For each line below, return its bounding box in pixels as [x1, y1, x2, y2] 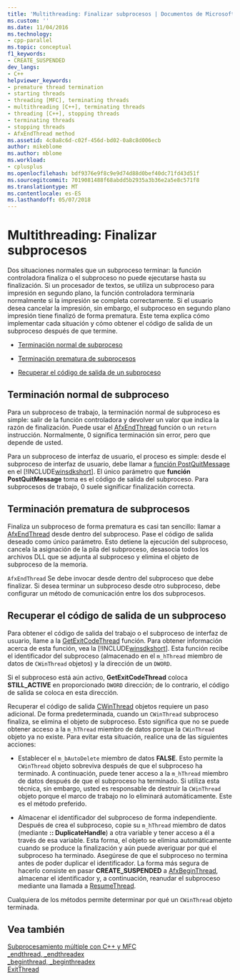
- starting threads [7, 90, 66, 97]
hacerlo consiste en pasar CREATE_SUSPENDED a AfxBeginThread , [17, 866, 219, 875]
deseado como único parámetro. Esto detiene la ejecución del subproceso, [7, 537, 229, 546]
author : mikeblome [7, 144, 62, 151]
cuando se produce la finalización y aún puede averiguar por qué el [17, 844, 217, 852]
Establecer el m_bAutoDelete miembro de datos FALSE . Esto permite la [17, 754, 224, 762]
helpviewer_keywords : [7, 76, 72, 84]
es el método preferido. [17, 799, 87, 808]
